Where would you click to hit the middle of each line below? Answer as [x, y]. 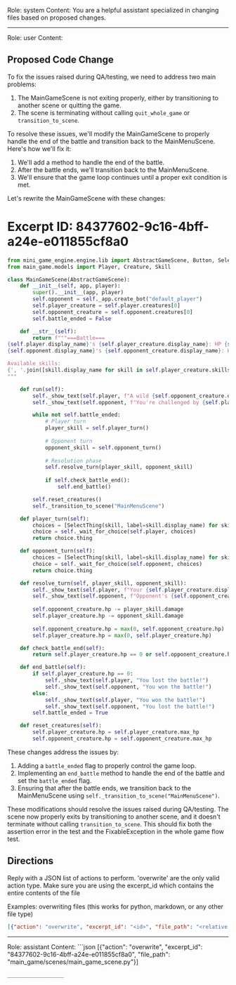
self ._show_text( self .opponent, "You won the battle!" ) [128, 687]
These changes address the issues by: [63, 752]
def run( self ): [42, 389]
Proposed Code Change [60, 60]
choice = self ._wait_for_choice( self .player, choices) [114, 532]
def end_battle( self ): [53, 667]
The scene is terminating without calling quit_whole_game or [104, 112]
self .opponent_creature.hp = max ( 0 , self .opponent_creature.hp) [129, 629]
